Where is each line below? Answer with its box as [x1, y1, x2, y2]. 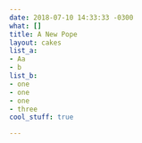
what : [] [9, 21, 42, 30]
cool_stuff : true [9, 113, 74, 122]
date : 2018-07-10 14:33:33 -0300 [9, 13, 134, 22]
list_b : [9, 71, 38, 80]
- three [9, 105, 38, 114]
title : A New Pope [9, 29, 78, 38]
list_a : [9, 46, 38, 55]
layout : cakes [9, 38, 63, 47]
